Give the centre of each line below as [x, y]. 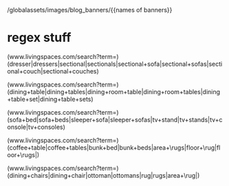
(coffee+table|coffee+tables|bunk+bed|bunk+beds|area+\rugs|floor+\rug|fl [114, 148]
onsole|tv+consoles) [36, 127]
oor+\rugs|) [23, 154]
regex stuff [39, 38]
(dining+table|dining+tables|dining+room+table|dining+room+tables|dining [114, 91]
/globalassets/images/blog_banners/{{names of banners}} [90, 10]
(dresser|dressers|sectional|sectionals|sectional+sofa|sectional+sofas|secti [115, 64]
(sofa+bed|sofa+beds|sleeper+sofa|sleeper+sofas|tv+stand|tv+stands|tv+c [115, 119]
